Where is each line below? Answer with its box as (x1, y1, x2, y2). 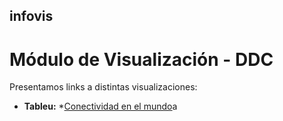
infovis (9, 8, 54, 25)
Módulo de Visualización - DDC (9, 48, 274, 71)
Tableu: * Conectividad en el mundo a (23, 100, 178, 113)
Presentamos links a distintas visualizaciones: (9, 81, 198, 93)
